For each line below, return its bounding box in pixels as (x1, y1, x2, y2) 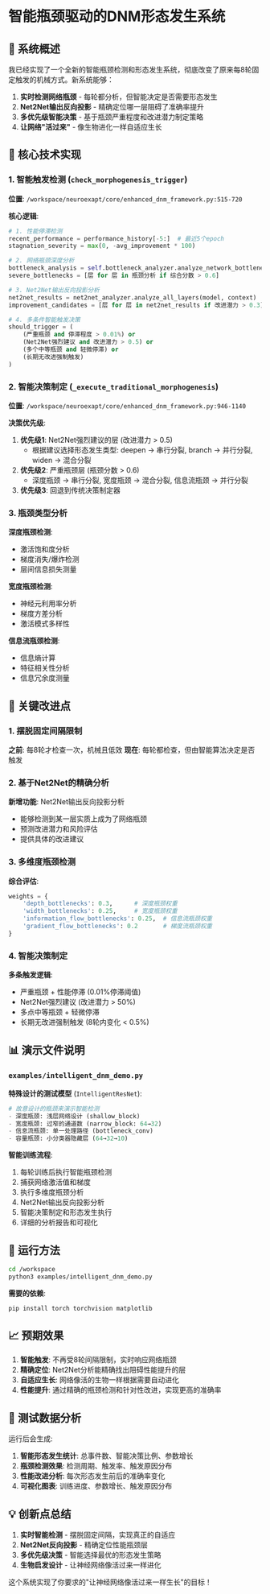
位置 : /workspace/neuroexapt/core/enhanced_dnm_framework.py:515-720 (8, 194, 243, 204)
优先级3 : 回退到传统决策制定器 (19, 485, 121, 495)
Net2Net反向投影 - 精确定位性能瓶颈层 (19, 1540, 149, 1550)
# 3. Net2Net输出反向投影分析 (8, 286, 100, 294)
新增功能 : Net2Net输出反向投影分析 (8, 797, 125, 807)
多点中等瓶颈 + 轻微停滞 (19, 1007, 100, 1017)
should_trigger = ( (8, 323, 74, 331)
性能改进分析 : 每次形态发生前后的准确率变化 (19, 1471, 166, 1481)
